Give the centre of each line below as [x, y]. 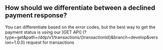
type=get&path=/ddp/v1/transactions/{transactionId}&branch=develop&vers [81, 37]
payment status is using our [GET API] [43, 32]
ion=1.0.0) [15, 42]
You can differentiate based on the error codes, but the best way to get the [80, 27]
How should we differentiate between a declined [80, 8]
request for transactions [50, 42]
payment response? [36, 16]
